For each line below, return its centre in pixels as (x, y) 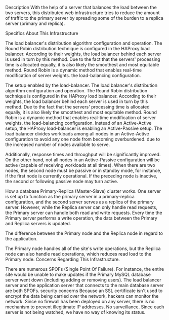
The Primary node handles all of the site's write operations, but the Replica (83, 248)
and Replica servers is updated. (38, 223)
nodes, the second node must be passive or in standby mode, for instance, (83, 170)
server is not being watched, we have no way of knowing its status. (75, 312)
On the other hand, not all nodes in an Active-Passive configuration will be (83, 160)
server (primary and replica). (35, 23)
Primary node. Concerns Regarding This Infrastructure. (62, 259)
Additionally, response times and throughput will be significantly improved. (83, 154)
